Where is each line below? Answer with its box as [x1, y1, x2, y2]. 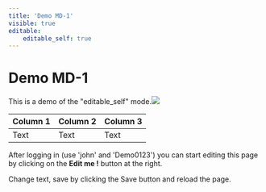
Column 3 [104, 116, 143, 127]
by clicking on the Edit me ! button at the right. [8, 159, 163, 169]
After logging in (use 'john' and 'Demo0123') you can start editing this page [8, 150, 259, 160]
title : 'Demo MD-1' [8, 11, 74, 20]
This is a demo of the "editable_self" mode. [8, 97, 152, 106]
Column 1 [12, 116, 51, 127]
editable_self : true [23, 34, 92, 43]
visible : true [8, 19, 56, 27]
